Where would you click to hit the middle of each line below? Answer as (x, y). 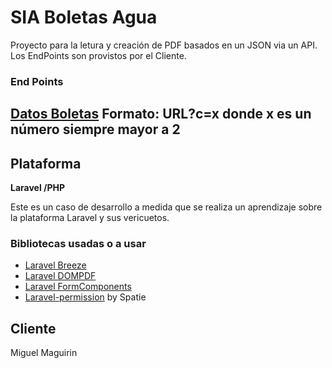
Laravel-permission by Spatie (85, 297)
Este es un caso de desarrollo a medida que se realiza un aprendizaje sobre (166, 207)
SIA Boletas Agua (84, 17)
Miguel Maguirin (44, 353)
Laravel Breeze (55, 265)
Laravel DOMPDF (60, 276)
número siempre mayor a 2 (95, 129)
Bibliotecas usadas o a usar (78, 243)
